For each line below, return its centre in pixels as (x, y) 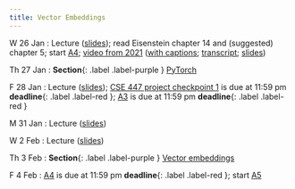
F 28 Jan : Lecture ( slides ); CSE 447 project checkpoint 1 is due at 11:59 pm (148, 86)
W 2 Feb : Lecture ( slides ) (57, 140)
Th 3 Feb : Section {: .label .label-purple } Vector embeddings (122, 158)
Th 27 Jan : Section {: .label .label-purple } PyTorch (103, 70)
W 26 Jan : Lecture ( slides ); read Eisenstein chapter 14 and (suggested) (142, 43)
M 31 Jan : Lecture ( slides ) (58, 123)
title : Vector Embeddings (57, 17)
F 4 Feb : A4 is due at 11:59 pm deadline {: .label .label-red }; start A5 (135, 175)
